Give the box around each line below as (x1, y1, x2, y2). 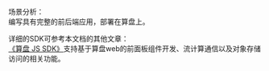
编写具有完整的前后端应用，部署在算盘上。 (8, 17, 150, 26)
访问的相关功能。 (8, 54, 65, 63)
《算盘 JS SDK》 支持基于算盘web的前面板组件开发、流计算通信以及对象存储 (8, 44, 262, 53)
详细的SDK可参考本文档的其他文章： (8, 34, 129, 43)
